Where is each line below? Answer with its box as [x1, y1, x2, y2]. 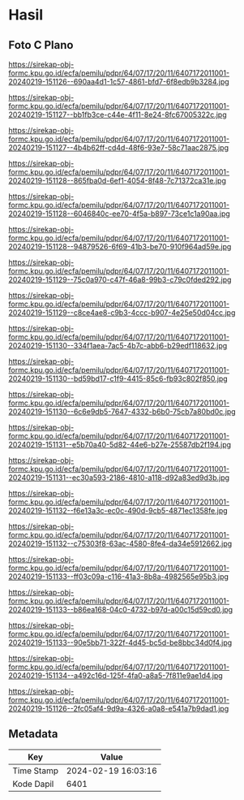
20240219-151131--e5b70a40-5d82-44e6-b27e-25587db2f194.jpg [8, 440, 232, 449]
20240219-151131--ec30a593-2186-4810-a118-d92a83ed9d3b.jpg [8, 473, 229, 482]
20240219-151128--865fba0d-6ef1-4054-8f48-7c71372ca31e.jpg [8, 176, 227, 185]
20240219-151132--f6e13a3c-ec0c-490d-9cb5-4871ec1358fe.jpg [8, 506, 229, 515]
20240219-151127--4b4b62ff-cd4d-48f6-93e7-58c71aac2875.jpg [8, 143, 229, 152]
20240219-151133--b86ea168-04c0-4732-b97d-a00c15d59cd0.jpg [8, 605, 233, 614]
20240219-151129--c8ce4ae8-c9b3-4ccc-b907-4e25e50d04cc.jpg [8, 308, 236, 318]
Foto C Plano [8, 38, 74, 52]
